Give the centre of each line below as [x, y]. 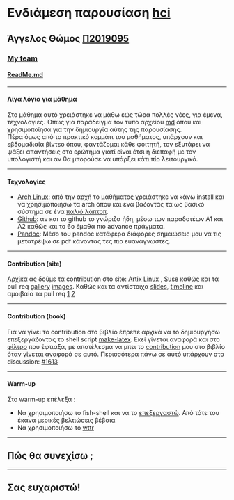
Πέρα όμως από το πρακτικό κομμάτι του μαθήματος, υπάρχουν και [105, 136]
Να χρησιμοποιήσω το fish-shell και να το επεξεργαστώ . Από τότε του [118, 412]
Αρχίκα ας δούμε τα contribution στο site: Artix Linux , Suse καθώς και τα [113, 279]
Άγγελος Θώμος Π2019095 [68, 39]
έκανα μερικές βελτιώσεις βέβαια [66, 420]
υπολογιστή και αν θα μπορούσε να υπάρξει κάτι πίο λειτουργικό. [103, 159]
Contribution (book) [37, 316]
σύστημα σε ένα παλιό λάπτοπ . [63, 212]
